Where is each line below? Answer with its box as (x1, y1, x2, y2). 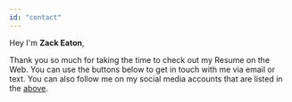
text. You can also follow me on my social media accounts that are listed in (9, 73, 283, 84)
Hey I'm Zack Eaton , (9, 37, 85, 48)
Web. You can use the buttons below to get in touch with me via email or (9, 64, 275, 75)
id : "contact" (9, 12, 63, 22)
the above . (9, 82, 49, 93)
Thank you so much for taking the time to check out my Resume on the (9, 54, 271, 65)
